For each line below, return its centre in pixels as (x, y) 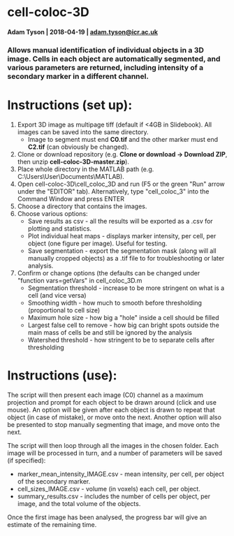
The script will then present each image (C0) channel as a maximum (105, 395)
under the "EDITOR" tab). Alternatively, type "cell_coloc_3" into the (113, 191)
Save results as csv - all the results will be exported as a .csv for (120, 221)
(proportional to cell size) (64, 310)
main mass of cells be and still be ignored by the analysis (110, 332)
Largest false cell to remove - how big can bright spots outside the (124, 325)
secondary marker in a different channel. (78, 76)
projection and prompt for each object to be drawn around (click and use (112, 402)
